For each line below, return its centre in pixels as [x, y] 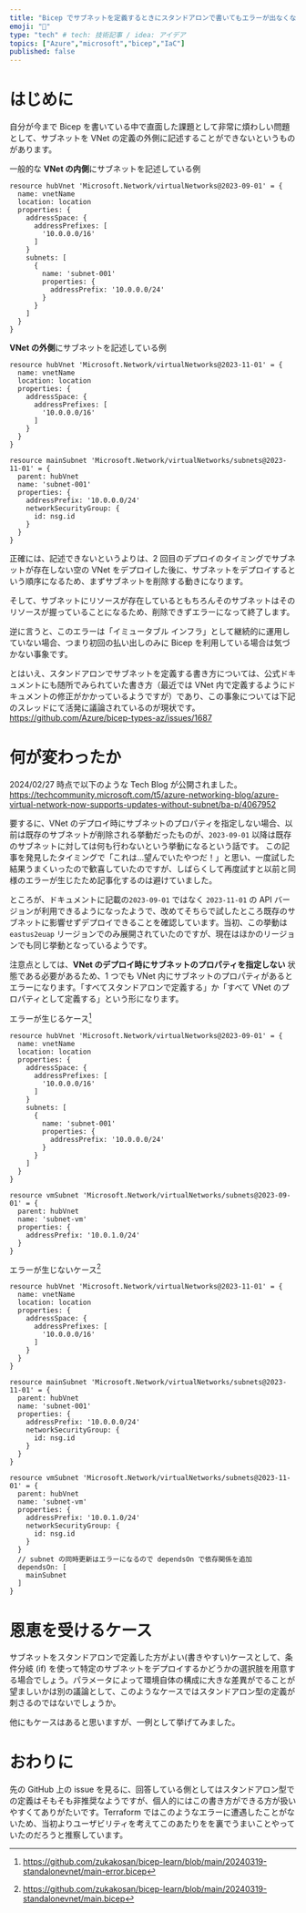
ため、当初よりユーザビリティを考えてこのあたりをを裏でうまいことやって [156, 1824]
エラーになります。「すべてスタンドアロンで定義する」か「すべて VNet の [146, 987]
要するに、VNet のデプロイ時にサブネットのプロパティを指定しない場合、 [147, 823]
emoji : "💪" [30, 26]
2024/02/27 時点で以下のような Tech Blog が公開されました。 [126, 784]
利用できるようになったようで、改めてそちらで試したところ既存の [164, 911]
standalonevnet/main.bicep [74, 1899]
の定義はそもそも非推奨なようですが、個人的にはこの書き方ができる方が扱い [153, 1801]
